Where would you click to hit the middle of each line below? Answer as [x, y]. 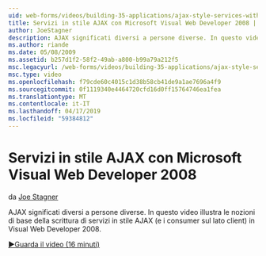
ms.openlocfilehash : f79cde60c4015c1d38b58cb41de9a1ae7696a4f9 [115, 82]
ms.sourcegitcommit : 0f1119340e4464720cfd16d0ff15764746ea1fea [115, 89]
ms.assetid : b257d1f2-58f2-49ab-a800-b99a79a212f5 [93, 60]
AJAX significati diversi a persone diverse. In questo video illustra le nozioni [132, 212]
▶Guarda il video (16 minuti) [54, 244]
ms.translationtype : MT [47, 97]
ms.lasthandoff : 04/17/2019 [55, 112]
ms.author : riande [38, 45]
